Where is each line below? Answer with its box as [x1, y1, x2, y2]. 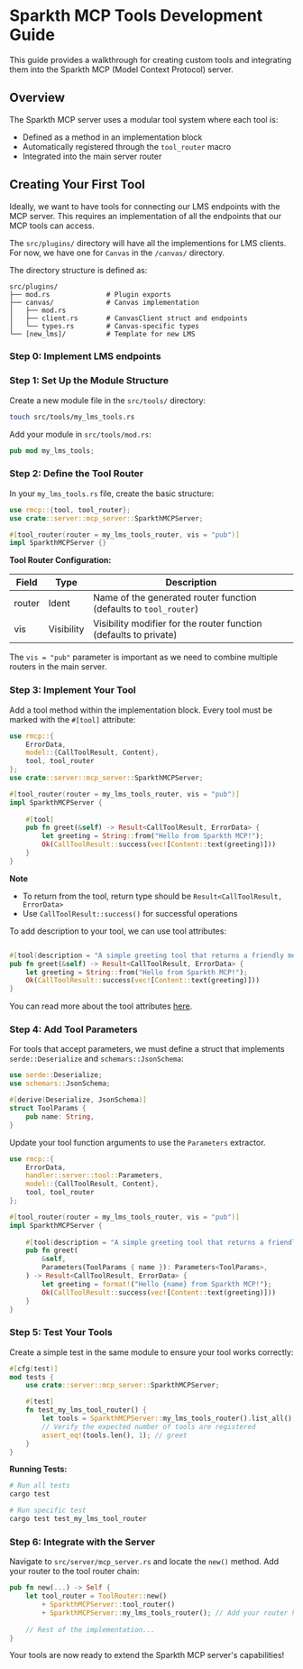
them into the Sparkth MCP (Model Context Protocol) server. [9, 64, 234, 75]
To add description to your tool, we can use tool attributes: [9, 926, 227, 936]
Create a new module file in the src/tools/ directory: [9, 394, 206, 406]
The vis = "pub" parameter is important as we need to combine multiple [9, 651, 278, 663]
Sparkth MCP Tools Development [9, 5, 263, 26]
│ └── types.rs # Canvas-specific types [9, 321, 200, 330]
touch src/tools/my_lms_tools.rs [9, 412, 135, 421]
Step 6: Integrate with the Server [9, 1535, 156, 1548]
